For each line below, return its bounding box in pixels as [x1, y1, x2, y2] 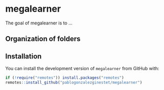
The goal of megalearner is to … [5, 20, 73, 26]
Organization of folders [5, 35, 80, 43]
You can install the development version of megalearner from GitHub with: [5, 66, 159, 72]
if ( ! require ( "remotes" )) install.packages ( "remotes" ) [5, 75, 124, 80]
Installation [5, 52, 42, 61]
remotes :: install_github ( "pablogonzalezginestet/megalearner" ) [5, 80, 143, 85]
